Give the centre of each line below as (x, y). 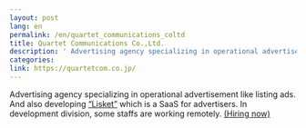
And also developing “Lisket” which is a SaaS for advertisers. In (128, 103)
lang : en (26, 26)
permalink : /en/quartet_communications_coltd (97, 34)
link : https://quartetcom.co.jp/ (73, 69)
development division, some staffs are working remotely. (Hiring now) (140, 113)
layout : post (34, 18)
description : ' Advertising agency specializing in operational (134, 52)
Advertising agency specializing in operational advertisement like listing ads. (153, 94)
